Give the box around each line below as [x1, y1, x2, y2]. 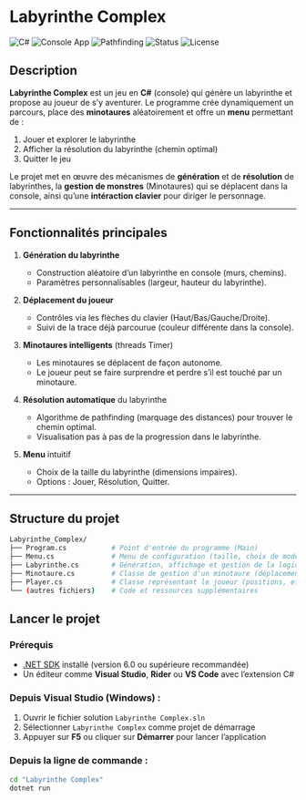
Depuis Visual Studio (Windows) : [9, 692, 161, 704]
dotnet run [9, 784, 51, 793]
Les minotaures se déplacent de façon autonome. [36, 357, 223, 368]
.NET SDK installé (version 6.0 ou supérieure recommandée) [22, 659, 250, 671]
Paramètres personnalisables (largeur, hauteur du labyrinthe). [36, 276, 267, 288]
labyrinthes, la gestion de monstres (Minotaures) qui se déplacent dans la [9, 180, 289, 191]
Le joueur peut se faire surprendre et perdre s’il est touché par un [36, 366, 282, 377]
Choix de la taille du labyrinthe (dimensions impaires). [36, 467, 239, 477]
